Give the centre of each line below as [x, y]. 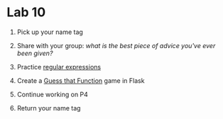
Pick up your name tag [50, 32]
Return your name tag [49, 108]
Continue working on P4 [52, 94]
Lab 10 [26, 12]
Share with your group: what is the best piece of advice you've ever [116, 45]
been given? [35, 53]
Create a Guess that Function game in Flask [81, 80]
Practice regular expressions [59, 67]
